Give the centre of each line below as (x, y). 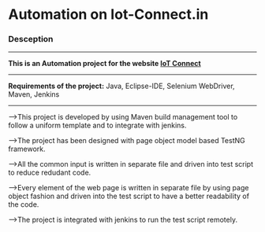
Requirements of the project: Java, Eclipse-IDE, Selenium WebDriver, (121, 86)
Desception (31, 39)
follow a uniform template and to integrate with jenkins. (97, 125)
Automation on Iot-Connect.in (108, 15)
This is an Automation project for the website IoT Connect (105, 64)
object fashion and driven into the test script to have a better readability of (129, 196)
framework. (27, 149)
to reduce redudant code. (50, 173)
